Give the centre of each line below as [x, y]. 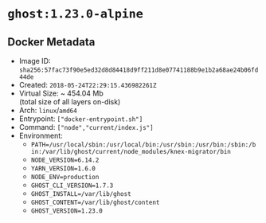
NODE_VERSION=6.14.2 [65, 160]
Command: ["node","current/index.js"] [86, 127]
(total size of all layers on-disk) [70, 102]
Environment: [41, 135]
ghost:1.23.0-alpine [76, 14]
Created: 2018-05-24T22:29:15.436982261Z [88, 85]
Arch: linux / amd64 [48, 110]
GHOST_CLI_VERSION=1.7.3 [72, 186]
